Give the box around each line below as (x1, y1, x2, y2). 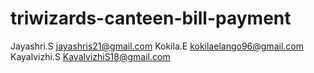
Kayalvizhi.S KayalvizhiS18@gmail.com (10, 50, 171, 62)
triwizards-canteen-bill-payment (10, 7, 292, 30)
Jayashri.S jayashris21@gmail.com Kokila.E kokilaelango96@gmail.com (10, 40, 304, 52)
